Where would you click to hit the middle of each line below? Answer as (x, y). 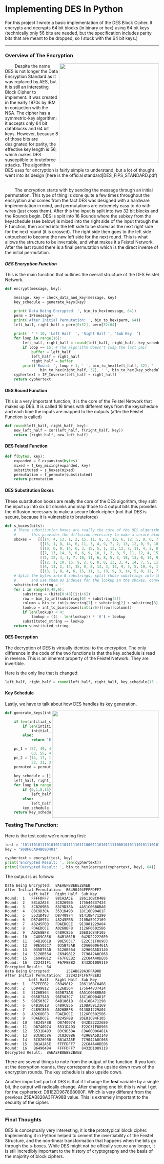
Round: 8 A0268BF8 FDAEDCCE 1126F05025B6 (55, 1014)
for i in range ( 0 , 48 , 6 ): (39, 589)
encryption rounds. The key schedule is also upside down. (64, 1072)
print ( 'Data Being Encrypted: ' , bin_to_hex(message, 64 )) (75, 311)
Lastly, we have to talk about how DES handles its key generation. (71, 704)
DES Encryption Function (31, 263)
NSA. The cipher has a (28, 113)
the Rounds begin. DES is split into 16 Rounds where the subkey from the (78, 216)
